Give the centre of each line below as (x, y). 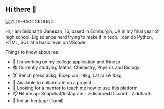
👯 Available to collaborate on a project (52, 82)
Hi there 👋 (21, 9)
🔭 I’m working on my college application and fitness (66, 62)
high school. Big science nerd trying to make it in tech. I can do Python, (79, 37)
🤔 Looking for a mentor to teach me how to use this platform (75, 88)
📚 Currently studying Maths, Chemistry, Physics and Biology (76, 67)
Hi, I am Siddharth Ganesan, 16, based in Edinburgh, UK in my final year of (82, 31)
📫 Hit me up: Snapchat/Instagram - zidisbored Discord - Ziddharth (82, 93)
